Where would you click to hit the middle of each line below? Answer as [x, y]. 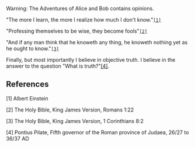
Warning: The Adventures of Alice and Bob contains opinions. [80, 8]
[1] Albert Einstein [27, 98]
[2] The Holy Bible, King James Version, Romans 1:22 [70, 110]
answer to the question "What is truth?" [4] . [58, 66]
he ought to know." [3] [33, 48]
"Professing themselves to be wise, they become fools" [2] [77, 31]
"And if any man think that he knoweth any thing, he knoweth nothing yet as [97, 42]
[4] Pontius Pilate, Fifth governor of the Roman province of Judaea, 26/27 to [97, 132]
